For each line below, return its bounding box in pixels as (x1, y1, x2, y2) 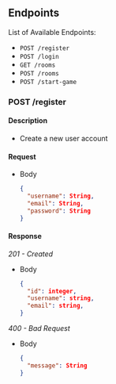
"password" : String (27, 206, 92, 215)
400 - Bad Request (8, 324, 71, 333)
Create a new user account (19, 133, 108, 143)
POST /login (19, 52, 59, 60)
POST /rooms (19, 69, 59, 78)
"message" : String (27, 361, 88, 370)
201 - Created (8, 249, 54, 259)
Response (8, 232, 42, 241)
